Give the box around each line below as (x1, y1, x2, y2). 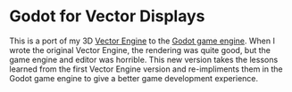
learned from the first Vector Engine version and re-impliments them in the (9, 64, 283, 74)
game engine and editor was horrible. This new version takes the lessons (9, 54, 279, 65)
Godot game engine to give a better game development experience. (9, 73, 259, 83)
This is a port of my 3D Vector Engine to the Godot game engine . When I (9, 35, 275, 46)
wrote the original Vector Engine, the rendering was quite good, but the (9, 44, 271, 55)
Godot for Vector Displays (9, 6, 205, 27)
